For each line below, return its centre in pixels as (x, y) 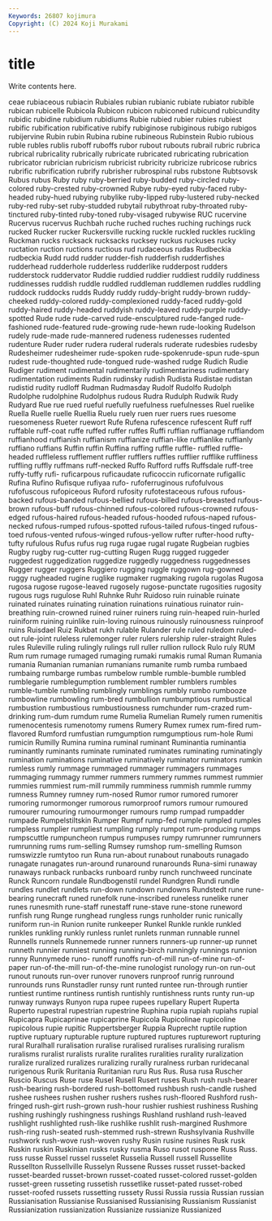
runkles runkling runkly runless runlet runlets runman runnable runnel (124, 933)
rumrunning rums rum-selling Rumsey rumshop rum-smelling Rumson (125, 846)
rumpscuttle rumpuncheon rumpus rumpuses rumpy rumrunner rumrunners (135, 838)
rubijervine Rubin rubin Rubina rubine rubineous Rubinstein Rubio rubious (131, 137)
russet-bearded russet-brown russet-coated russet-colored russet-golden (133, 1175)
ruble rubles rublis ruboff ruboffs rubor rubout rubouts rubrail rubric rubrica (134, 145)
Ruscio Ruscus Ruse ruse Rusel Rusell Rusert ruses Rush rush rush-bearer (133, 1080)
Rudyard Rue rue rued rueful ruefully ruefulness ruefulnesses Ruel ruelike (132, 405)
